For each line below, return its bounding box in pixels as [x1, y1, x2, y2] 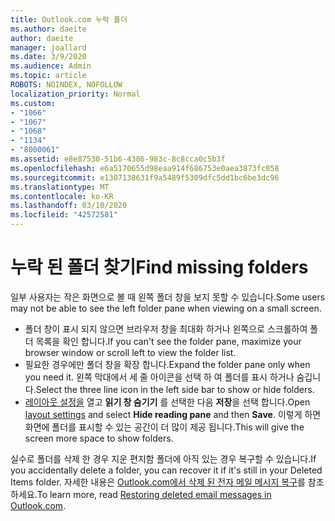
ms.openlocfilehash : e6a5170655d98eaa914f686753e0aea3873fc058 [10, 163, 280, 173]
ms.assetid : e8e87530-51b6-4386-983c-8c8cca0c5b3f [10, 154, 226, 164]
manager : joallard [10, 42, 87, 53]
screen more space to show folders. [24, 432, 174, 444]
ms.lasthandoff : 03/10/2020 [10, 201, 128, 211]
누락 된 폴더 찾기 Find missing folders [10, 256, 309, 279]
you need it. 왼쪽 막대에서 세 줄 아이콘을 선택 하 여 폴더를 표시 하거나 [24, 371, 295, 383]
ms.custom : [10, 98, 56, 108]
